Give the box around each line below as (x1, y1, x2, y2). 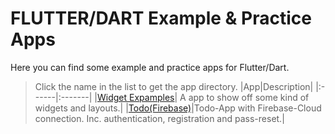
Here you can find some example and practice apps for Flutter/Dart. (10, 61, 290, 73)
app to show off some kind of (188, 91, 310, 103)
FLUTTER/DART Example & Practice (10, 7, 312, 30)
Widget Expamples (97, 91, 175, 103)
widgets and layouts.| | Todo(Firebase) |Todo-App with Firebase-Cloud (34, 102, 322, 114)
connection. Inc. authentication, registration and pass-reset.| (34, 112, 285, 124)
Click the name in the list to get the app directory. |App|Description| (34, 80, 314, 92)
